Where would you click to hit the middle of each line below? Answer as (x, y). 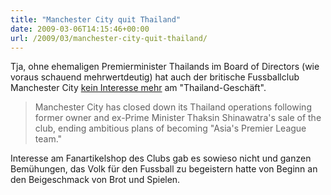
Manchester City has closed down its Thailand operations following (173, 107)
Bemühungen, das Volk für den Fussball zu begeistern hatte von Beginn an (164, 169)
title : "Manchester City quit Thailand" (96, 19)
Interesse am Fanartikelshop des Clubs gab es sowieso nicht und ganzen (161, 158)
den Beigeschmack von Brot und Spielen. (95, 180)
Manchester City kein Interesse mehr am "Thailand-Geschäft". (138, 88)
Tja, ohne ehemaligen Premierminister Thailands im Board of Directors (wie (165, 67)
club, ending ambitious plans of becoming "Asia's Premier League (170, 128)
